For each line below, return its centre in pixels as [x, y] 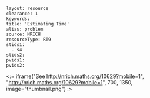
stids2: [16, 55]
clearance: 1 [22, 14]
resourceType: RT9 [29, 40]
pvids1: [16, 60]
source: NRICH [24, 34]
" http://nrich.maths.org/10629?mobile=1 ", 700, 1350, [69, 82]
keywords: [18, 19]
